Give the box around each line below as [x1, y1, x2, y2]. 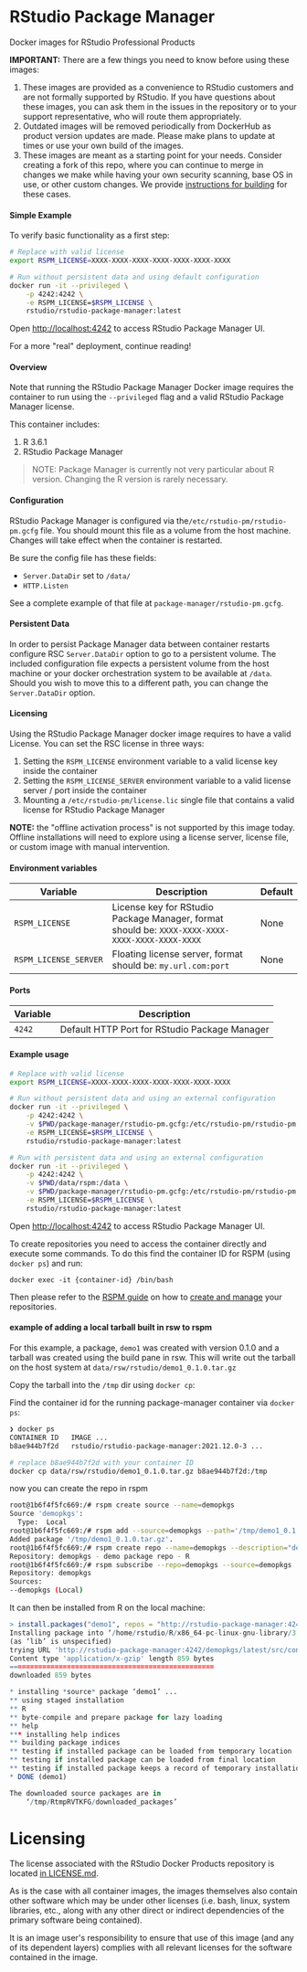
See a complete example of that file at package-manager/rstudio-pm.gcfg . [9, 597, 284, 609]
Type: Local [17, 1518, 68, 1527]
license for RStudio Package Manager [22, 804, 165, 815]
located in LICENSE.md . [9, 1868, 99, 1879]
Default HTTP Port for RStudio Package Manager [59, 1023, 270, 1036]
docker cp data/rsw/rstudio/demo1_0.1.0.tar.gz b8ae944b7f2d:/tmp [9, 1467, 268, 1476]
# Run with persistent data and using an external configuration [9, 1153, 263, 1162]
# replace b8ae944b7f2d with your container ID [9, 1458, 195, 1468]
